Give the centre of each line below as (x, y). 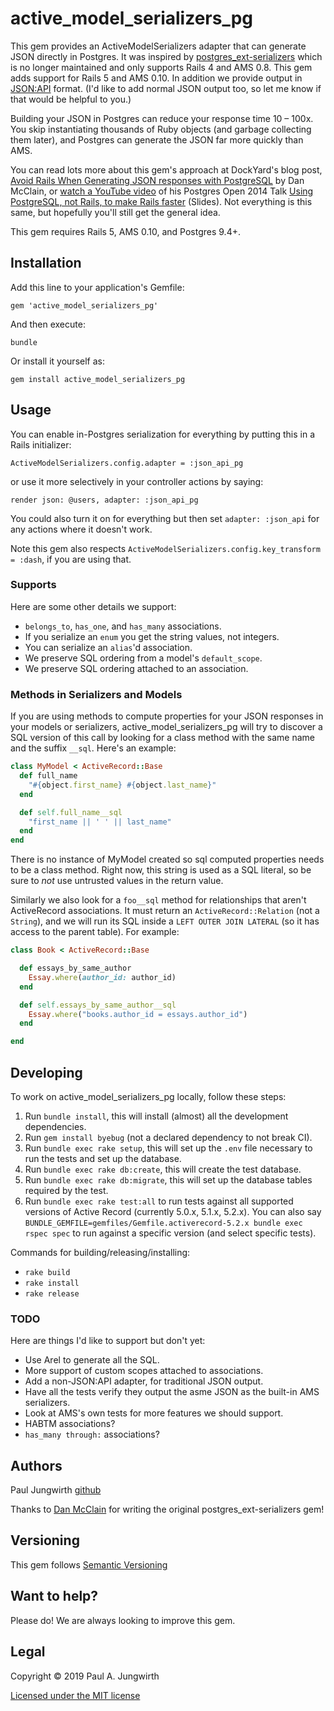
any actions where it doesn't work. (81, 529)
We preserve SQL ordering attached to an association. (136, 668)
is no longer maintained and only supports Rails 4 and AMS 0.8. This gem (161, 67)
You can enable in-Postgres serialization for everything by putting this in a (163, 434)
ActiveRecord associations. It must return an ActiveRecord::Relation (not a (165, 911)
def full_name (48, 776)
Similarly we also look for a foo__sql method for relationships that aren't (158, 900)
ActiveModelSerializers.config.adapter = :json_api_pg (127, 463)
